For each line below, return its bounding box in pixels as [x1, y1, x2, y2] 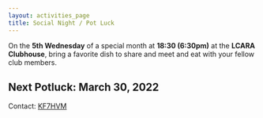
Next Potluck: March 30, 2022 [8, 80, 160, 93]
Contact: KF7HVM [8, 101, 67, 111]
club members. [8, 57, 58, 67]
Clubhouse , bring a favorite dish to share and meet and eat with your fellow [8, 49, 255, 59]
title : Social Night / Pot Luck [8, 19, 115, 27]
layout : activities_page [8, 11, 90, 20]
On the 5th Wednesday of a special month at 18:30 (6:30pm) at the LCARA [8, 40, 255, 50]
